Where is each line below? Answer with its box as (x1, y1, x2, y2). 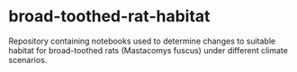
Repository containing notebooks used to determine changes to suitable (8, 36, 276, 46)
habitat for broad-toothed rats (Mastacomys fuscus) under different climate (8, 44, 289, 55)
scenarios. (8, 54, 48, 65)
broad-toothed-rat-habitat (8, 6, 211, 27)
